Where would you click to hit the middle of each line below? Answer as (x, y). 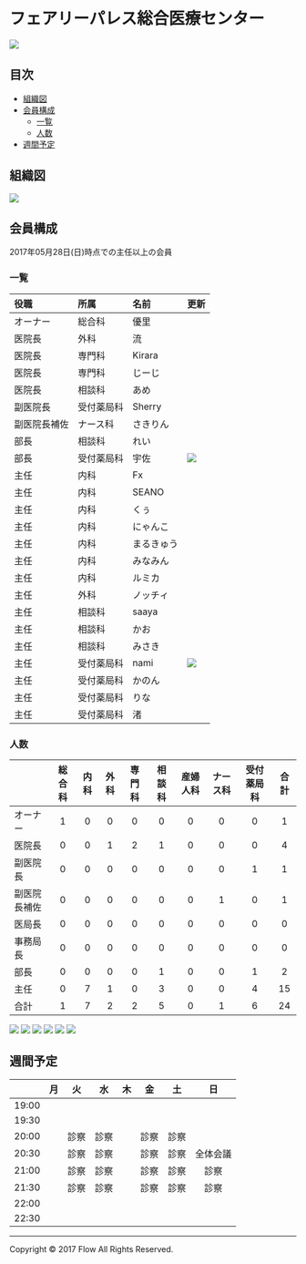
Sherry (147, 406)
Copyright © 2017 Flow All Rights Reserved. (92, 1249)
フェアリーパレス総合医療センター (137, 19)
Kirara (145, 355)
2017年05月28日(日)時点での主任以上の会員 (91, 252)
